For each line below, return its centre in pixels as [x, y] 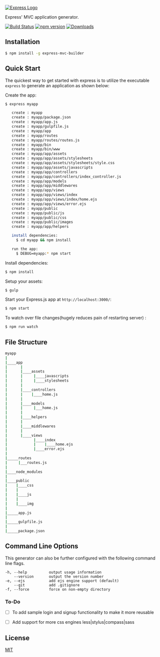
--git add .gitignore [47, 585]
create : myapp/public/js [38, 213]
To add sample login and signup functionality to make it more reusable [83, 612]
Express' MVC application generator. [42, 17]
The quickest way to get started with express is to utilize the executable [77, 80]
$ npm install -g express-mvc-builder [45, 53]
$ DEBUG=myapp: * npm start [43, 253]
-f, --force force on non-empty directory [58, 589]
